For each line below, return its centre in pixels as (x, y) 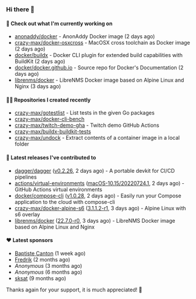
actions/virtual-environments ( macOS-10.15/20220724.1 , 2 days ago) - (99, 183)
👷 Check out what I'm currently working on (59, 23)
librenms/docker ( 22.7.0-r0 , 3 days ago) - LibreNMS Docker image (95, 220)
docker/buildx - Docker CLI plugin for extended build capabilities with (99, 55)
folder (22, 144)
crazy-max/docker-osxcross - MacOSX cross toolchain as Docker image (102, 43)
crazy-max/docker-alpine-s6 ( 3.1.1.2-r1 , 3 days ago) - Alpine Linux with (100, 208)
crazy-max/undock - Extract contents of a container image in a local (97, 138)
